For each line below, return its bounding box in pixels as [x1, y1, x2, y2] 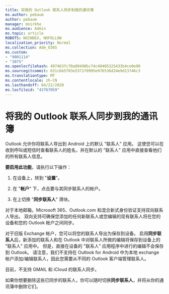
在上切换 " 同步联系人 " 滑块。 [12, 197, 72, 203]
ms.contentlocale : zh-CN [5, 78, 57, 83]
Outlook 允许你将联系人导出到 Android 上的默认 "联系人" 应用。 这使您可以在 [5, 141, 164, 147]
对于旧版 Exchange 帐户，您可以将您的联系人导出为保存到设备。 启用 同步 [5, 230, 157, 236]
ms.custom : [5, 50, 28, 55]
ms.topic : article [5, 31, 44, 36]
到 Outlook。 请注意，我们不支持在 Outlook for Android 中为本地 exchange [5, 250, 159, 256]
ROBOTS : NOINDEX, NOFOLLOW [5, 36, 62, 41]
